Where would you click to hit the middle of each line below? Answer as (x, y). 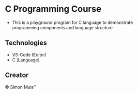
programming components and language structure (62, 27)
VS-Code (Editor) (29, 55)
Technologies (26, 43)
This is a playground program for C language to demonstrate (72, 22)
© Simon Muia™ (21, 87)
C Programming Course (53, 9)
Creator (17, 75)
